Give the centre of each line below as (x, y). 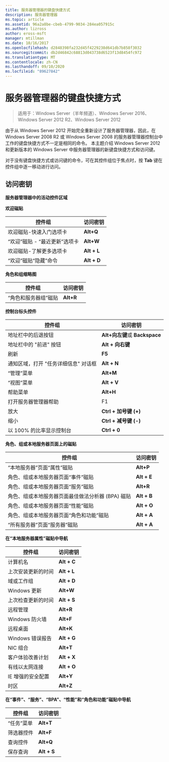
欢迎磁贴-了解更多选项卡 (38, 251)
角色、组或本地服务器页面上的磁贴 (41, 444)
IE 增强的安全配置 (29, 676)
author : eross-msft (26, 34)
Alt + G (67, 638)
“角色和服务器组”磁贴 (33, 298)
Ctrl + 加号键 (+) (121, 411)
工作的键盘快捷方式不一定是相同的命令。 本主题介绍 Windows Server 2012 (83, 143)
